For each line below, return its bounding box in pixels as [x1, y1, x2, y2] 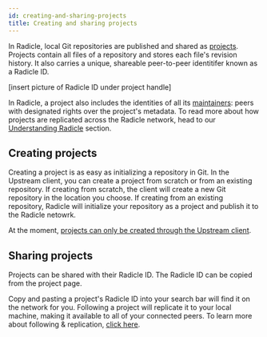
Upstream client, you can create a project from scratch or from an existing [8, 176, 253, 186]
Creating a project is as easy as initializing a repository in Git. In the [8, 167, 229, 177]
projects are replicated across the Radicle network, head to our [8, 114, 216, 124]
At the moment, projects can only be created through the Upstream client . [8, 226, 252, 235]
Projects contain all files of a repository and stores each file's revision [8, 50, 237, 59]
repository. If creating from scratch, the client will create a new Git [8, 185, 226, 195]
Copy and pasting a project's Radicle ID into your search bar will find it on [8, 294, 250, 304]
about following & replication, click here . [8, 319, 141, 329]
